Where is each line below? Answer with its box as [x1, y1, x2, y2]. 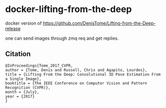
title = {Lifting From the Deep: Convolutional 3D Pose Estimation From [5, 72, 161, 77]
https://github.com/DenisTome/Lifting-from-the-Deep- [42, 20, 156, 26]
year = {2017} [5, 94, 35, 99]
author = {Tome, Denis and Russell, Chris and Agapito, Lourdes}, [5, 67, 147, 72]
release [5, 25, 21, 31]
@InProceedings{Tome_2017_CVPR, [5, 63, 73, 68]
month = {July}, [5, 89, 39, 94]
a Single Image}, [5, 76, 42, 81]
